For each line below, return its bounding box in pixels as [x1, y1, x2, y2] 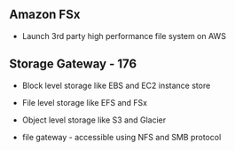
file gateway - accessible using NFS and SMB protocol [21, 131, 222, 142]
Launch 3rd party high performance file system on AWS [21, 30, 226, 41]
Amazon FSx [9, 7, 81, 22]
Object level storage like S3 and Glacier [21, 115, 167, 125]
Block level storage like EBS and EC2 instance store [21, 80, 211, 91]
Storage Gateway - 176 [9, 57, 137, 72]
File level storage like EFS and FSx [21, 97, 148, 107]
